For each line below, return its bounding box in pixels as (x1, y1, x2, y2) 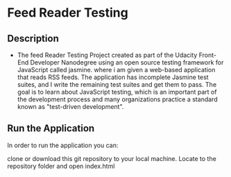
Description (7, 33, 59, 44)
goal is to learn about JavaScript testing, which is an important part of (17, 88, 217, 96)
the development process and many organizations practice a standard (17, 95, 218, 103)
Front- (198, 51, 217, 59)
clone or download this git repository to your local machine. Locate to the (7, 154, 216, 162)
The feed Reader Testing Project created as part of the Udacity (17, 51, 198, 59)
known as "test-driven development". (17, 103, 124, 110)
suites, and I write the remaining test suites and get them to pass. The (17, 81, 217, 88)
